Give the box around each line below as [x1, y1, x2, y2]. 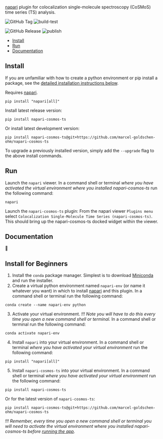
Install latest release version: [5, 107, 62, 113]
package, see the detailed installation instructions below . [5, 80, 119, 86]
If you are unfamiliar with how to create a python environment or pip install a [5, 75, 158, 81]
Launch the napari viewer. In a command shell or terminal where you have [5, 180, 154, 185]
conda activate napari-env [5, 331, 60, 336]
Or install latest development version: [5, 125, 80, 131]
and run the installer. [12, 277, 54, 284]
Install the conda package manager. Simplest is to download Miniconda [12, 273, 154, 278]
